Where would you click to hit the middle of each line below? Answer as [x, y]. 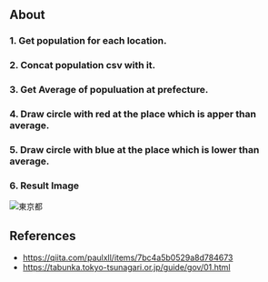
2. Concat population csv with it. [83, 65]
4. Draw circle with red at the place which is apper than [133, 115]
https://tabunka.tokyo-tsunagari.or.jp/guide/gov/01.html [126, 267]
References [43, 236]
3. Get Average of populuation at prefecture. [109, 90]
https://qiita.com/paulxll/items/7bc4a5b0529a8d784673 [128, 257]
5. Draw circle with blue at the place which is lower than [134, 150]
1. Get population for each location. [88, 41]
